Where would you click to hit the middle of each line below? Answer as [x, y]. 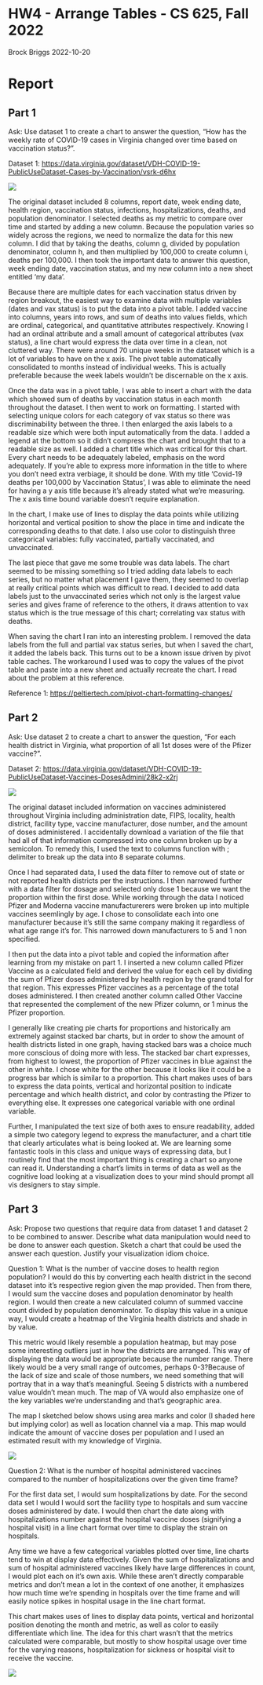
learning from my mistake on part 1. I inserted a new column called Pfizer [126, 962]
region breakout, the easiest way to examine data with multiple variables [125, 300]
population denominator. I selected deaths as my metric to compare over [126, 218]
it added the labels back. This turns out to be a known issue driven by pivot [130, 653]
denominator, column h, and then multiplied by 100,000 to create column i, [128, 251]
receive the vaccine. [41, 1658]
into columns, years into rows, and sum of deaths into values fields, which [128, 317]
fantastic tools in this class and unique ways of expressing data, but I [120, 1151]
